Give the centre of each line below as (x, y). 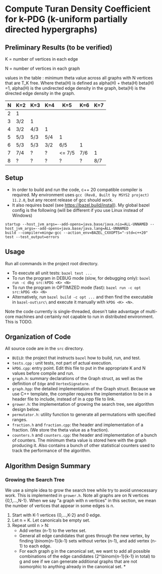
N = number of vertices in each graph (43, 68)
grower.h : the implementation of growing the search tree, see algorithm (83, 404)
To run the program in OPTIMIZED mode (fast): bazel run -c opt (76, 287)
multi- (151, 311)
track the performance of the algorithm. (52, 451)
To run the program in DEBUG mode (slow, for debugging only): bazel (81, 278)
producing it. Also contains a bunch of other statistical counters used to (83, 446)
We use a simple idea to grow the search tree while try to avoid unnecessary (81, 490)
